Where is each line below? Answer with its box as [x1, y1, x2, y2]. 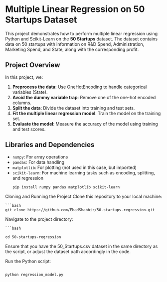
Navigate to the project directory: [5, 216, 73, 222]
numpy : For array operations [12, 153, 68, 160]
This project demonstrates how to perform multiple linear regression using [5, 30, 158, 36]
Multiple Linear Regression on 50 [5, 3, 145, 15]
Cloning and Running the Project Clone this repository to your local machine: [5, 193, 163, 200]
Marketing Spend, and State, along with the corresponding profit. [5, 46, 139, 52]
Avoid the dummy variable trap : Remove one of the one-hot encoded [12, 94, 156, 100]
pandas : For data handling [12, 159, 65, 165]
